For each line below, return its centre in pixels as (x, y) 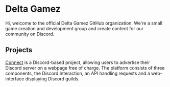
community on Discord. (30, 34)
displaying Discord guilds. (53, 79)
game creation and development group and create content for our (75, 28)
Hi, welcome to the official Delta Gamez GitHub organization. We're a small (84, 23)
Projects (19, 50)
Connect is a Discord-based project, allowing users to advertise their (78, 62)
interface (15, 79)
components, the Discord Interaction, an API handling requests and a (78, 73)
